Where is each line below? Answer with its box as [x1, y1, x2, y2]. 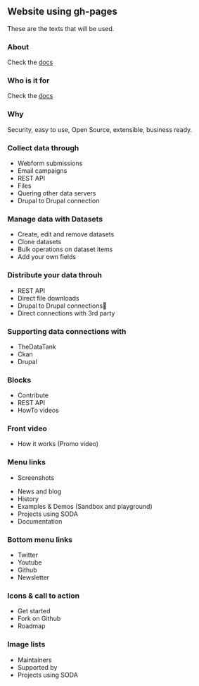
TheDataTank [17, 342, 56, 351]
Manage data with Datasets [7, 214, 103, 224]
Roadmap [17, 622, 46, 630]
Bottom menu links [7, 534, 72, 544]
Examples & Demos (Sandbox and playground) [17, 502, 153, 510]
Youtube [17, 558, 42, 567]
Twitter [17, 550, 39, 560]
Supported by [17, 663, 58, 671]
